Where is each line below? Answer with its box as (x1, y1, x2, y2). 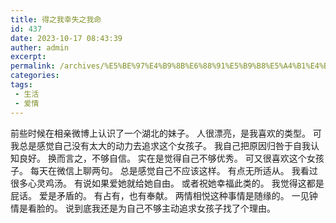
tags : (10, 80, 33, 90)
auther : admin (10, 42, 70, 53)
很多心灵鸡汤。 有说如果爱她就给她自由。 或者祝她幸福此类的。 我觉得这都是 (10, 177, 325, 189)
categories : (10, 71, 60, 81)
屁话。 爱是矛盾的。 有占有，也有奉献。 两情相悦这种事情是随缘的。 (10, 189, 290, 201)
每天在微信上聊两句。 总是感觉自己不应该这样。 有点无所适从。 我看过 (29, 164, 318, 176)
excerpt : (10, 52, 47, 62)
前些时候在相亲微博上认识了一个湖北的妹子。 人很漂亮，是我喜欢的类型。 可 (10, 127, 322, 139)
